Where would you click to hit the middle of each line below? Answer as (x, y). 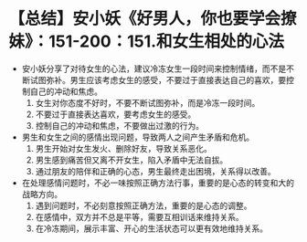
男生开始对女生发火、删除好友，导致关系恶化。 (123, 148)
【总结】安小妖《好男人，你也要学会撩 (153, 19)
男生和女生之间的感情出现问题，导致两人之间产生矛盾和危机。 (138, 137)
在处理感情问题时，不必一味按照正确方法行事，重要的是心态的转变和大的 (158, 183)
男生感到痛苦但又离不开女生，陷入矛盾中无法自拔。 (132, 160)
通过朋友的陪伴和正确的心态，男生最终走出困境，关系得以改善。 (155, 171)
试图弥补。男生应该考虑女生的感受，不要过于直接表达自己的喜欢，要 (158, 79)
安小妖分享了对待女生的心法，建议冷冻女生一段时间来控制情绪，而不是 (154, 68)
